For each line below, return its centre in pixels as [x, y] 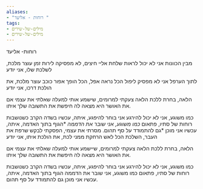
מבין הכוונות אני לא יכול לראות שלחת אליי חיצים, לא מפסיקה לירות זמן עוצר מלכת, [99, 63]
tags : [13, 23]
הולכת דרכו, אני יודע [29, 88]
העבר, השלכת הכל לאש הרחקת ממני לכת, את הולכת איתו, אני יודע [82, 137]
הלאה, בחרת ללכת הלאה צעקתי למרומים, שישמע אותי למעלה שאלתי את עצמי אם [99, 100]
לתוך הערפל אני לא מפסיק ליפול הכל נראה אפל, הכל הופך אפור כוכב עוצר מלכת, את [102, 82]
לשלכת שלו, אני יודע [29, 69]
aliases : [17, 12]
